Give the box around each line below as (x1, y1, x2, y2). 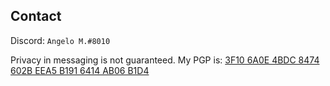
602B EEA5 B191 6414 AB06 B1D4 (10, 64, 150, 76)
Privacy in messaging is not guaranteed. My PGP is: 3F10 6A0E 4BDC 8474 (10, 54, 320, 66)
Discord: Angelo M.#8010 (10, 34, 111, 46)
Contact (10, 8, 62, 25)
